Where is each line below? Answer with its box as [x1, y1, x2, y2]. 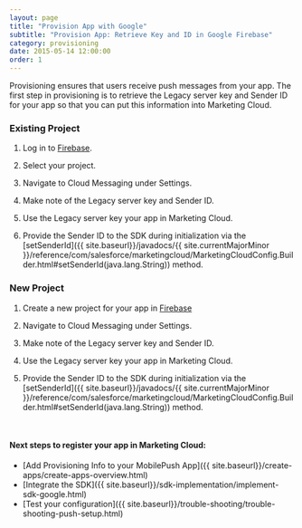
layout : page [9, 13, 59, 23]
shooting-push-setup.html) [22, 508, 124, 519]
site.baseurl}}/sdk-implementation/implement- [106, 479, 279, 490]
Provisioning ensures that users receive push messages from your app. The [9, 81, 292, 91]
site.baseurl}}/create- [212, 459, 293, 471]
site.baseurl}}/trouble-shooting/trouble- [127, 498, 276, 509]
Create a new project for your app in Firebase [22, 302, 193, 313]
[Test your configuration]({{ [22, 498, 126, 509]
